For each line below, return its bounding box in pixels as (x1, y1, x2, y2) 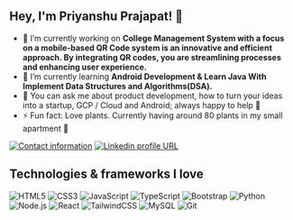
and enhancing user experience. (22, 61, 147, 72)
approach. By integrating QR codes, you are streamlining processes (22, 51, 282, 62)
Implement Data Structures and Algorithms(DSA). (22, 80, 213, 91)
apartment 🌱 (22, 123, 69, 133)
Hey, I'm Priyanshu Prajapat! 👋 (9, 9, 183, 24)
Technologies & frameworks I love (9, 167, 205, 182)
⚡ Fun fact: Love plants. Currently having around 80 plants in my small (22, 110, 283, 121)
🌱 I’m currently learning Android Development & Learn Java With (22, 70, 267, 82)
